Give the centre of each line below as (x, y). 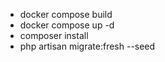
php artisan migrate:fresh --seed (87, 46)
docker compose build (66, 14)
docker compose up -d (67, 25)
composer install (54, 35)
